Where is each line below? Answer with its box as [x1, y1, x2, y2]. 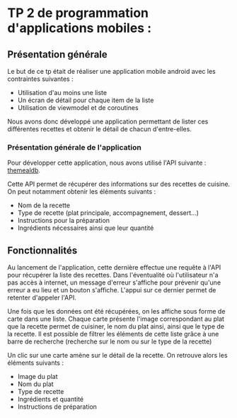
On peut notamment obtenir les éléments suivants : [7, 187, 156, 196]
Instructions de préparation [17, 402, 98, 411]
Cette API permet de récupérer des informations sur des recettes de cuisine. [7, 180, 231, 189]
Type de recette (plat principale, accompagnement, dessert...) [17, 209, 200, 217]
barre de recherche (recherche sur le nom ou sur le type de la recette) [7, 337, 212, 346]
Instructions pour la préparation [17, 216, 110, 225]
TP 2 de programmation [7, 5, 149, 21]
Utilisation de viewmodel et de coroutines [17, 104, 139, 111]
